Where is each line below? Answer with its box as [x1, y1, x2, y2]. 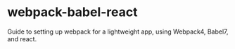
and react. [7, 34, 37, 43]
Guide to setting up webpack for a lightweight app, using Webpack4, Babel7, [7, 27, 229, 36]
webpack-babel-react [7, 4, 138, 20]
